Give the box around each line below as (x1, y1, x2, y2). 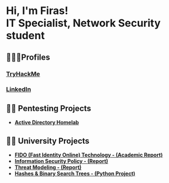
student (6, 29, 45, 42)
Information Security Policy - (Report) (14, 158, 108, 165)
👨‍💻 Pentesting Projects (6, 103, 92, 113)
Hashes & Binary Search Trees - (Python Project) (14, 170, 136, 177)
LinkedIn (6, 85, 31, 94)
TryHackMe (6, 70, 40, 78)
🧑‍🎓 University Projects (6, 136, 89, 146)
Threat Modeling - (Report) (14, 164, 82, 171)
